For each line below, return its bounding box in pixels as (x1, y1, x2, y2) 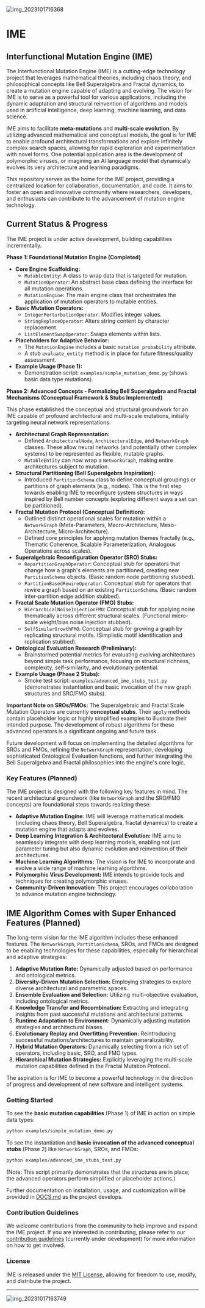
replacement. (24, 323, 58, 331)
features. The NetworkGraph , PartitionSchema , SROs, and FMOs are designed (6, 940, 198, 947)
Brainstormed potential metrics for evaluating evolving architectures (24, 650, 195, 658)
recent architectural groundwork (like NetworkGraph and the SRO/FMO (6, 794, 181, 802)
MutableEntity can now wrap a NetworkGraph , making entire (24, 456, 174, 464)
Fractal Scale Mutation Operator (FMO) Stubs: (15, 598, 134, 606)
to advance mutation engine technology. (15, 891, 117, 898)
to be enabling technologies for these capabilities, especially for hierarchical (6, 946, 198, 954)
